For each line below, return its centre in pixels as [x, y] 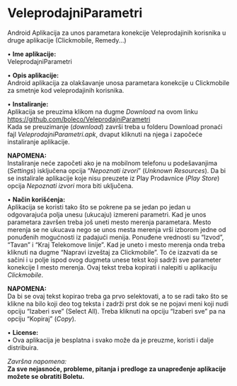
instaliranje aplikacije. [39, 142]
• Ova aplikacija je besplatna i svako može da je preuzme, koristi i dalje [111, 340]
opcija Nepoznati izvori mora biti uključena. [70, 185]
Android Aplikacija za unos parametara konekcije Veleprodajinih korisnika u [117, 33]
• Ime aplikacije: [32, 54]
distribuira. [23, 347]
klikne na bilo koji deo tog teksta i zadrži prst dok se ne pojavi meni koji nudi [118, 304]
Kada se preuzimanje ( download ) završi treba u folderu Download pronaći [115, 126]
